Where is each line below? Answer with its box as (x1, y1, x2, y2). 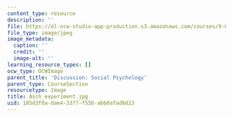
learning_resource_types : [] (7, 61, 92, 68)
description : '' (7, 17, 54, 23)
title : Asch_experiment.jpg (7, 94, 89, 100)
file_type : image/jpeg (7, 29, 73, 36)
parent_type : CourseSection (7, 81, 89, 87)
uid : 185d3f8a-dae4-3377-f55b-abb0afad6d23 (7, 100, 135, 107)
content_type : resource (7, 10, 76, 17)
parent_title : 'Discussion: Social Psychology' (7, 74, 148, 81)
